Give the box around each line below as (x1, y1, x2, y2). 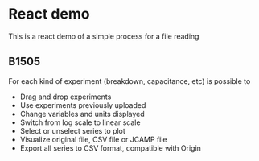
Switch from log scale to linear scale (19, 118, 141, 127)
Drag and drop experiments (19, 92, 112, 101)
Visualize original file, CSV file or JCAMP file (19, 134, 167, 144)
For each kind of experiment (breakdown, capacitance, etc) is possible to (8, 76, 251, 85)
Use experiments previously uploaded (19, 100, 146, 109)
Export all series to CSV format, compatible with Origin (19, 142, 201, 153)
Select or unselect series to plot (19, 126, 126, 135)
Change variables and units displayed (19, 109, 145, 118)
